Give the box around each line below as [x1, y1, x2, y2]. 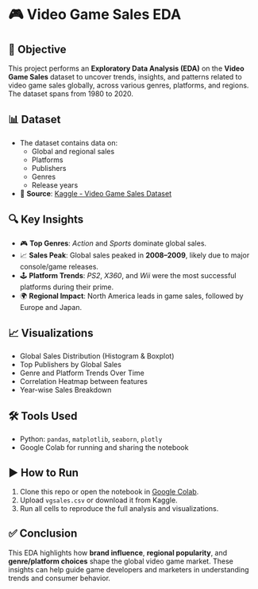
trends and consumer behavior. [8, 573, 111, 583]
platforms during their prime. [19, 282, 114, 292]
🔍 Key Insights [8, 213, 84, 227]
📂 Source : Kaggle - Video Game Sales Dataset [19, 188, 172, 198]
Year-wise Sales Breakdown [19, 386, 112, 395]
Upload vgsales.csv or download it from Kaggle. [19, 495, 178, 505]
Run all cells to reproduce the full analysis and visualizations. [19, 504, 219, 513]
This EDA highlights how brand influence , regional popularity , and [8, 548, 228, 557]
